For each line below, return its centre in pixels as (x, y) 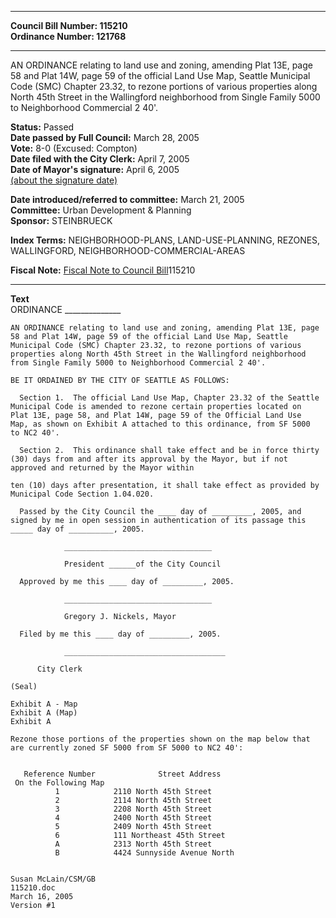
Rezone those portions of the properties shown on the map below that (160, 739)
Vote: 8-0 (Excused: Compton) (74, 148)
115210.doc (33, 888)
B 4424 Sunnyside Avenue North (144, 853)
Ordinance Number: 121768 (68, 36)
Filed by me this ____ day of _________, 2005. (120, 634)
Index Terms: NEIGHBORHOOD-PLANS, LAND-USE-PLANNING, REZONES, (165, 240)
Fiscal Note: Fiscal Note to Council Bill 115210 (103, 270)
